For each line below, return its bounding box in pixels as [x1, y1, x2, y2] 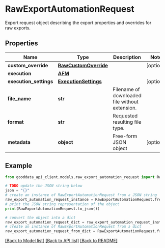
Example [5, 162, 32, 170]
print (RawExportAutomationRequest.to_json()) [5, 206, 100, 211]
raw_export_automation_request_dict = [5, 220, 84, 224]
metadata [7, 138, 30, 145]
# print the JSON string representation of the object [5, 201, 120, 207]
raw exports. [5, 25, 31, 30]
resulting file [112, 118, 141, 125]
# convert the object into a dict [5, 215, 76, 220]
